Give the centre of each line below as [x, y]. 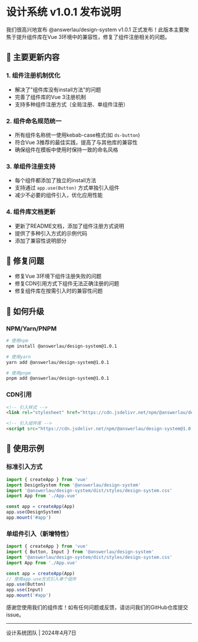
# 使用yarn [19, 357]
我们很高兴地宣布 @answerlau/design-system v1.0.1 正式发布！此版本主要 [95, 29]
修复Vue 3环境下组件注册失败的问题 [58, 276]
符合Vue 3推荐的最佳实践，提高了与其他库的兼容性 [76, 142]
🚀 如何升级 [25, 311]
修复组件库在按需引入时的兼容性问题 [59, 291]
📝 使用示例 [25, 449]
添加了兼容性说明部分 [40, 241]
